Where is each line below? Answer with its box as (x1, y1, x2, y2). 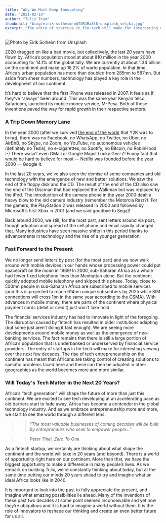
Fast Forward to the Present (5, 246, 73, 253)
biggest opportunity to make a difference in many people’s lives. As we (5, 461, 149, 467)
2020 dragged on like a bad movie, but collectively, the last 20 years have (5, 49, 156, 55)
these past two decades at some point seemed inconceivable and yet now (5, 497, 157, 504)
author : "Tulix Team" (5, 16, 50, 21)
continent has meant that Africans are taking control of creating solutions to (5, 356, 160, 362)
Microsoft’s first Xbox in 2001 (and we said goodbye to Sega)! (5, 208, 131, 214)
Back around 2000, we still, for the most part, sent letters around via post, (5, 217, 156, 223)
